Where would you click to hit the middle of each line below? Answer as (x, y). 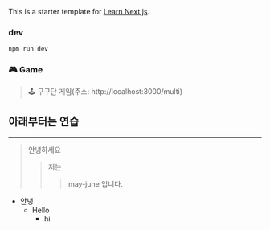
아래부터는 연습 (44, 121)
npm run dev (28, 49)
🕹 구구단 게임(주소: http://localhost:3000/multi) (105, 91)
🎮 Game (26, 70)
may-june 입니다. (95, 184)
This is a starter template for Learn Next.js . (79, 12)
